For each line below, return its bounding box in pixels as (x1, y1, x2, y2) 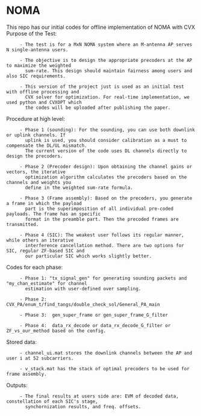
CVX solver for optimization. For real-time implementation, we (25, 94, 190, 100)
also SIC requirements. (6, 73, 66, 79)
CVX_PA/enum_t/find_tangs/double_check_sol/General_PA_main (6, 301, 161, 307)
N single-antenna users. (6, 46, 69, 53)
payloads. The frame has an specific (6, 211, 101, 217)
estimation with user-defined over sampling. (25, 286, 141, 292)
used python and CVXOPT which (6, 99, 82, 105)
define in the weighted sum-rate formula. (25, 185, 134, 191)
